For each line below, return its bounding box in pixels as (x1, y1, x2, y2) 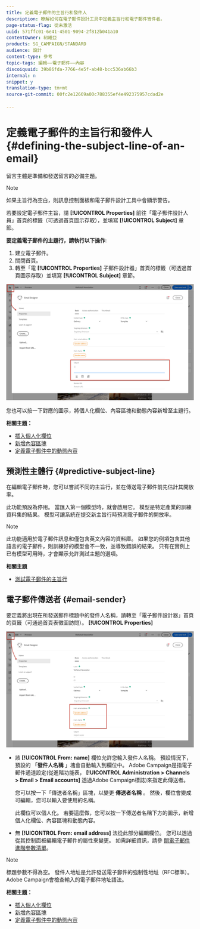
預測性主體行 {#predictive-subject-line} (6, 466, 156, 477)
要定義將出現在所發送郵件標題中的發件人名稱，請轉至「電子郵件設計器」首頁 (6, 612, 194, 619)
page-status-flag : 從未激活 (6, 22, 73, 28)
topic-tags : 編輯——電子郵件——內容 (6, 60, 85, 66)
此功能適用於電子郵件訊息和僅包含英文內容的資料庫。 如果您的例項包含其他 (6, 535, 190, 542)
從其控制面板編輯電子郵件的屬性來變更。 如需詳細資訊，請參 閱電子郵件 (14, 837, 190, 844)
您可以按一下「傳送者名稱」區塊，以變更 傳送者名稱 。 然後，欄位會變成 (14, 789, 192, 797)
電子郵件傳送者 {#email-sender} (6, 594, 127, 605)
